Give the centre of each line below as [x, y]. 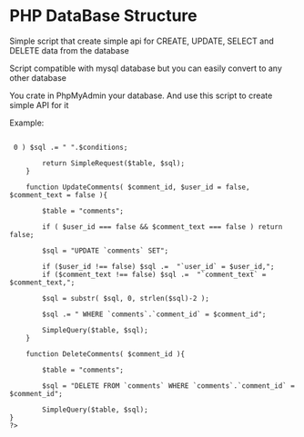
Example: [27, 123]
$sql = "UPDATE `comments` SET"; [106, 251]
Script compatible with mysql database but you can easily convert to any [146, 68]
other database [38, 77]
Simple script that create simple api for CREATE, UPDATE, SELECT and [142, 41]
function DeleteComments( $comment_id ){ [105, 354]
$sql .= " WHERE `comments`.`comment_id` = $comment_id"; [154, 314]
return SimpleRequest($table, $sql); [113, 163]
